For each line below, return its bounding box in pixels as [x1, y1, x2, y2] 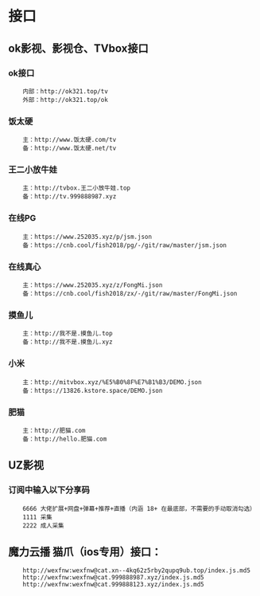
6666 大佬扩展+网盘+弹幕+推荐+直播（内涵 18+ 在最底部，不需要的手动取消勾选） [22, 504, 256, 512]
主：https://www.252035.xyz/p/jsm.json [22, 233, 153, 241]
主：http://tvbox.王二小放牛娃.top [22, 184, 131, 192]
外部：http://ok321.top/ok [22, 96, 109, 104]
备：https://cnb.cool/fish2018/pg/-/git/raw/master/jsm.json [22, 241, 227, 249]
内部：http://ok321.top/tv [22, 87, 109, 96]
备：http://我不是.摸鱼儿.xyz [22, 338, 113, 347]
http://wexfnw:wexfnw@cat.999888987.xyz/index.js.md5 [22, 574, 204, 582]
